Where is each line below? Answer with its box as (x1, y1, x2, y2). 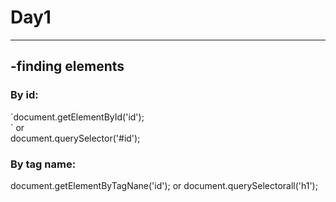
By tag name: (10, 157, 77, 171)
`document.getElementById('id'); (10, 111, 145, 123)
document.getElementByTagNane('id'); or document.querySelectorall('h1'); (10, 179, 318, 191)
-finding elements (10, 58, 125, 75)
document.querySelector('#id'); (10, 132, 141, 144)
